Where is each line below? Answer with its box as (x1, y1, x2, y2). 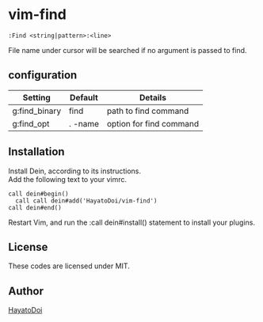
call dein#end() (8, 203, 62, 211)
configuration (8, 69, 78, 82)
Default (70, 92, 99, 103)
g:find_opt (12, 118, 50, 129)
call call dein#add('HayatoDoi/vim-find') (15, 196, 158, 205)
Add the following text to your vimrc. (8, 174, 127, 184)
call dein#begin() (8, 190, 69, 198)
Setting (22, 92, 51, 103)
